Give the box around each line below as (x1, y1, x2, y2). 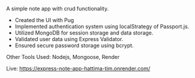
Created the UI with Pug (14, 17, 74, 23)
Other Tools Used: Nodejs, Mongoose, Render (6, 54, 120, 60)
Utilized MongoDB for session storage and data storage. (14, 29, 154, 36)
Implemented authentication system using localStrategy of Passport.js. (14, 23, 190, 30)
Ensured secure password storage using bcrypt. (14, 42, 134, 49)
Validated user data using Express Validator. (14, 36, 124, 42)
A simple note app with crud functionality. (6, 5, 109, 12)
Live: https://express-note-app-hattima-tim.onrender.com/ (6, 65, 151, 72)
